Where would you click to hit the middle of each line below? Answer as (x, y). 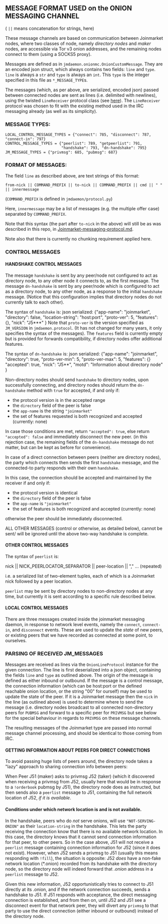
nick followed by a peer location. (39, 581)
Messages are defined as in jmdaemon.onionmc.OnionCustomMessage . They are (84, 64)
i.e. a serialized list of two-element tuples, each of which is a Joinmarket (80, 576)
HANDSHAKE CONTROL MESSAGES (43, 264)
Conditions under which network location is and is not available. (73, 810)
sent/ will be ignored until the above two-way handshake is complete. (77, 533)
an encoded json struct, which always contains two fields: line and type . (80, 69)
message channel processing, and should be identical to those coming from (83, 733)
